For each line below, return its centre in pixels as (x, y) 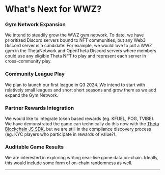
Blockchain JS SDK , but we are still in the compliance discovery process (78, 129)
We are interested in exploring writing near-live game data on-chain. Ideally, (82, 158)
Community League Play (35, 74)
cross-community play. (28, 61)
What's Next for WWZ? (54, 9)
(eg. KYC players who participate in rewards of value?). (61, 134)
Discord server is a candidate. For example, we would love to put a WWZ (79, 46)
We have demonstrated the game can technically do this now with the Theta (82, 124)
